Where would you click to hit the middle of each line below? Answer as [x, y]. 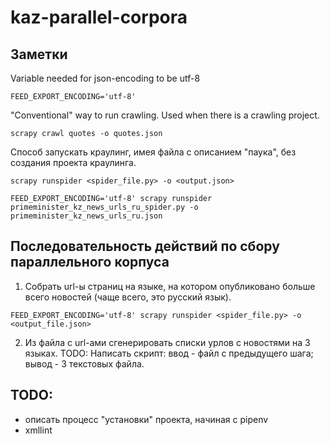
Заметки [39, 54]
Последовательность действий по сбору [145, 246]
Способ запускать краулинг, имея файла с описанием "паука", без [153, 152]
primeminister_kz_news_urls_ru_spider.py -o [104, 207]
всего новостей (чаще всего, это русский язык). [128, 297]
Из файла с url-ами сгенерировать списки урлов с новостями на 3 [167, 342]
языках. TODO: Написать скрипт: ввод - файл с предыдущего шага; [169, 353]
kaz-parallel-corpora [99, 17]
